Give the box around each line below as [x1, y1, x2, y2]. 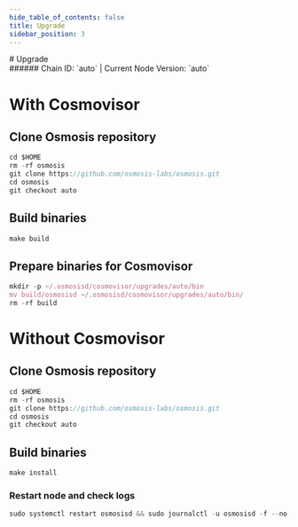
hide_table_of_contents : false [9, 12, 125, 22]
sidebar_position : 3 [9, 29, 86, 38]
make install [9, 468, 58, 477]
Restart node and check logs [9, 489, 136, 501]
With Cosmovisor [9, 94, 140, 114]
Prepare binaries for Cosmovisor [9, 258, 193, 273]
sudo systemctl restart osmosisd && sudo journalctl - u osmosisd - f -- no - [9, 509, 292, 519]
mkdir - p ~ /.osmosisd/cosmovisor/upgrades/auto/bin [9, 282, 204, 291]
